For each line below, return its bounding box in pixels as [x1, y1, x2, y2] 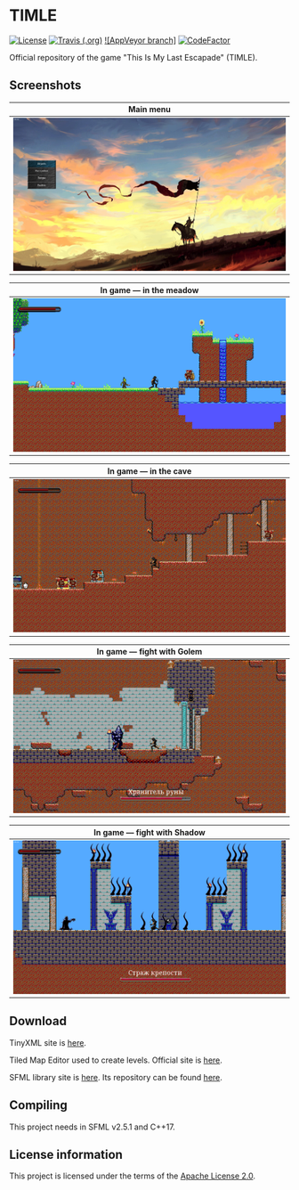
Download [9, 1014, 67, 1029]
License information [9, 1147, 123, 1162]
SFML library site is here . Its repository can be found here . [9, 1072, 222, 1082]
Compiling [9, 1097, 69, 1113]
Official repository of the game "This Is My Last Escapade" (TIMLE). [9, 52, 258, 62]
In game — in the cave [107, 465, 192, 477]
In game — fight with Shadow [93, 827, 206, 837]
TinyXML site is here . [9, 1037, 87, 1047]
